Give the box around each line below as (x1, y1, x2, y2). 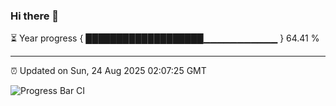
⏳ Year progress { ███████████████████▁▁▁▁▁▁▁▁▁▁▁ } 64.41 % (10, 32, 320, 44)
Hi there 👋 (10, 9, 60, 23)
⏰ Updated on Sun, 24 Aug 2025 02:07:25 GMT (10, 65, 207, 77)
